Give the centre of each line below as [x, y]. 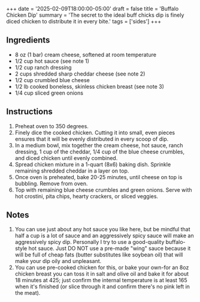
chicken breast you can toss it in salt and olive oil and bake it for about [101, 274]
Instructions [29, 112]
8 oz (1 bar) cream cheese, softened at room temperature [86, 55]
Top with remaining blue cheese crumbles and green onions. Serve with [104, 190]
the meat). [28, 293]
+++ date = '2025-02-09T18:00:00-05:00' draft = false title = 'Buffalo [93, 9]
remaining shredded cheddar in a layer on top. [72, 171]
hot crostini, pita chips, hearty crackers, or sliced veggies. [87, 196]
